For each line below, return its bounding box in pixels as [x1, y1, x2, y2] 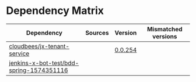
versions [152, 32, 177, 40]
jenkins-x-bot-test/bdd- [9, 59, 79, 67]
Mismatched [146, 25, 183, 33]
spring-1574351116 [9, 66, 68, 74]
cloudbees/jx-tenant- [9, 42, 70, 50]
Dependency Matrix [6, 4, 104, 17]
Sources [85, 28, 109, 37]
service [9, 49, 30, 58]
